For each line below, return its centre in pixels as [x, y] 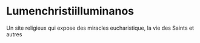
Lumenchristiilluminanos [70, 11]
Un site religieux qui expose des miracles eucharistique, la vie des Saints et [100, 28]
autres [14, 34]
